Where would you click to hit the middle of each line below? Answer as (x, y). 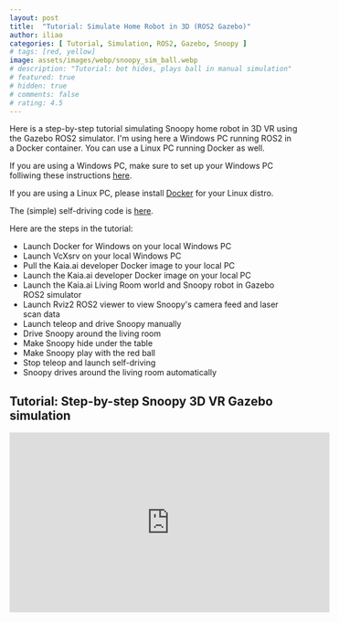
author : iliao (37, 35)
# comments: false (44, 94)
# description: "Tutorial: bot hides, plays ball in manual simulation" (151, 69)
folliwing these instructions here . (71, 175)
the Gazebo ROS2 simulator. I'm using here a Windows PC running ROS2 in (151, 139)
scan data (42, 314)
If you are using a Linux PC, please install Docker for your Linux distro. (142, 194)
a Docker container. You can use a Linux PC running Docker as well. (137, 148)
